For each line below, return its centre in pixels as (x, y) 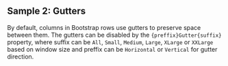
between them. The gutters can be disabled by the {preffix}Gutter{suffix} (115, 35)
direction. (21, 56)
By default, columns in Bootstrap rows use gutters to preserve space (104, 27)
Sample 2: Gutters (47, 11)
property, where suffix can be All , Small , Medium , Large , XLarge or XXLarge (110, 42)
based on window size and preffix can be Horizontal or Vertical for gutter (112, 49)
